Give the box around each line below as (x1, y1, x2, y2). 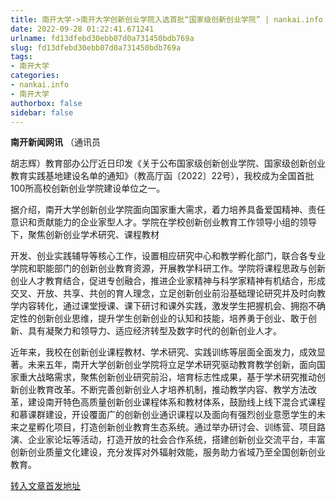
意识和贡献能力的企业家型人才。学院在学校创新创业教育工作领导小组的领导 (10, 216, 317, 228)
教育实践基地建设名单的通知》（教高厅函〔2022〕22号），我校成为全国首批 (10, 170, 315, 182)
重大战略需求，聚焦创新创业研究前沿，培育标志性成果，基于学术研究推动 (18, 371, 317, 383)
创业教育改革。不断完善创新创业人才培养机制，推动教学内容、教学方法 (18, 384, 308, 396)
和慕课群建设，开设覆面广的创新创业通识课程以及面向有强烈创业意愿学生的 (10, 409, 317, 421)
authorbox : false (10, 98, 83, 108)
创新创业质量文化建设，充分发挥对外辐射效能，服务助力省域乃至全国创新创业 (10, 446, 326, 458)
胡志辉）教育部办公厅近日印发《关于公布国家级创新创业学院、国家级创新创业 (10, 157, 326, 170)
